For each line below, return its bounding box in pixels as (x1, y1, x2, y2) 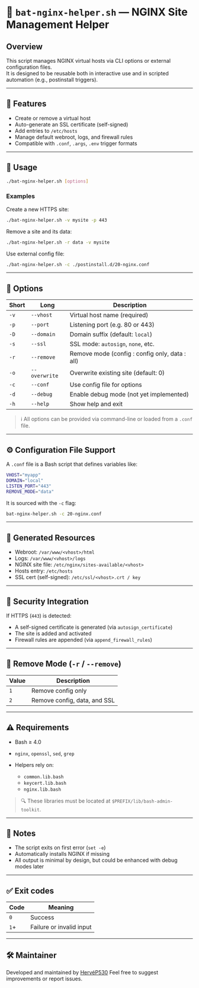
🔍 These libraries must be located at (20, 797, 111, 804)
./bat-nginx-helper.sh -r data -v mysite (6, 239, 110, 245)
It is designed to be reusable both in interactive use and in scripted (6, 70, 169, 76)
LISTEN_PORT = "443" (6, 483, 52, 489)
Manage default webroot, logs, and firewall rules (14, 133, 133, 140)
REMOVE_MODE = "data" (6, 488, 54, 494)
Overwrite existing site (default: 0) (69, 369, 165, 377)
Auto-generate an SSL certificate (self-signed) (14, 121, 129, 128)
